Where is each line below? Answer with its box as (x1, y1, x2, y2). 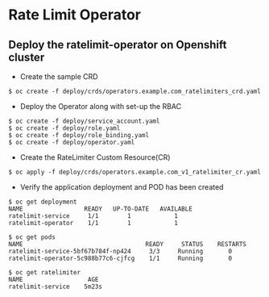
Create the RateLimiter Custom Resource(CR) (19, 153, 171, 162)
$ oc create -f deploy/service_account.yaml (8, 117, 160, 125)
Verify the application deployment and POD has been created (19, 182, 224, 191)
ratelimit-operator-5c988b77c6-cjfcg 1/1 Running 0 (8, 254, 232, 262)
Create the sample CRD (19, 72, 98, 82)
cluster (8, 50, 45, 64)
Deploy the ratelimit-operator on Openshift (8, 38, 227, 52)
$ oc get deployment (8, 198, 78, 206)
